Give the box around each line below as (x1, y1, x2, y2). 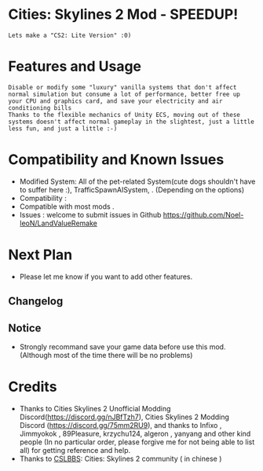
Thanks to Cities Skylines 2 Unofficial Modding (19, 403, 171, 413)
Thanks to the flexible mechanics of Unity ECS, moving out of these (8, 111, 241, 119)
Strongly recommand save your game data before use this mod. (19, 341, 226, 351)
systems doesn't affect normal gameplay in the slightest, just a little (8, 118, 255, 126)
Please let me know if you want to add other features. (19, 272, 193, 281)
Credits (8, 378, 57, 396)
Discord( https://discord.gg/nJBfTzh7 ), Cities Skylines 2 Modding (19, 412, 230, 422)
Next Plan (8, 246, 73, 264)
